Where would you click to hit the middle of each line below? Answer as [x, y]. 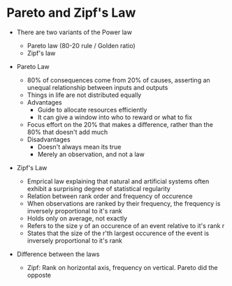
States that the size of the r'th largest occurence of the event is [118, 233]
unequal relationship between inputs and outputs [97, 87]
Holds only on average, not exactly [77, 218]
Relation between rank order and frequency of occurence [110, 196]
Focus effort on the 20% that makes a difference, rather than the [120, 124]
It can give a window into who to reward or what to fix [115, 117]
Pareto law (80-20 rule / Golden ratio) [81, 45]
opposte [39, 275]
